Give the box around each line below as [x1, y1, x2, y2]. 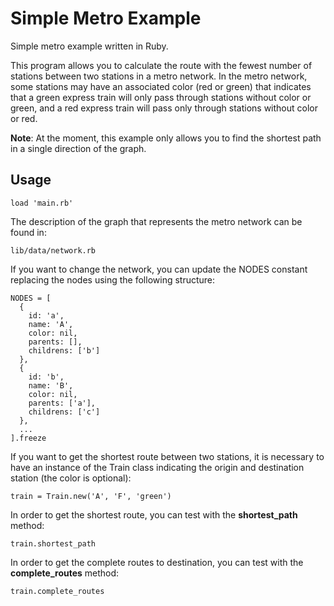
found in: [10, 226, 47, 238]
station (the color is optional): [10, 472, 132, 484]
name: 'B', [28, 380, 74, 391]
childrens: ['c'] [28, 407, 101, 417]
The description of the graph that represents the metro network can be [10, 215, 303, 227]
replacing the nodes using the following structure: [10, 273, 216, 286]
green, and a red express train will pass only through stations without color [10, 102, 318, 114]
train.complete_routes [10, 586, 105, 596]
